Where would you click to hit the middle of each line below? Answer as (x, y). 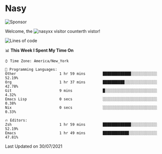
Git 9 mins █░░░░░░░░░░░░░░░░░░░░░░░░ (81, 91)
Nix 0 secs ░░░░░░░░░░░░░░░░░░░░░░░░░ (81, 108)
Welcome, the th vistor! (53, 31)
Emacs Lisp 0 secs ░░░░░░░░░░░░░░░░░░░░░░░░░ (81, 99)
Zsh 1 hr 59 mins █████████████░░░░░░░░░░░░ (81, 124)
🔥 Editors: (16, 120)
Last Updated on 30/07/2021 (34, 146)
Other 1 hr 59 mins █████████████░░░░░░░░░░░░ (81, 74)
